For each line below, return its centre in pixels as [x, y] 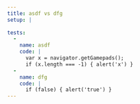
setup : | [20, 20]
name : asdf [35, 45]
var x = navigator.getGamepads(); [75, 58]
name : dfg [34, 77]
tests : [16, 32]
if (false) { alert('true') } [68, 90]
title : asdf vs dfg [35, 13]
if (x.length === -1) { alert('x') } [79, 64]
